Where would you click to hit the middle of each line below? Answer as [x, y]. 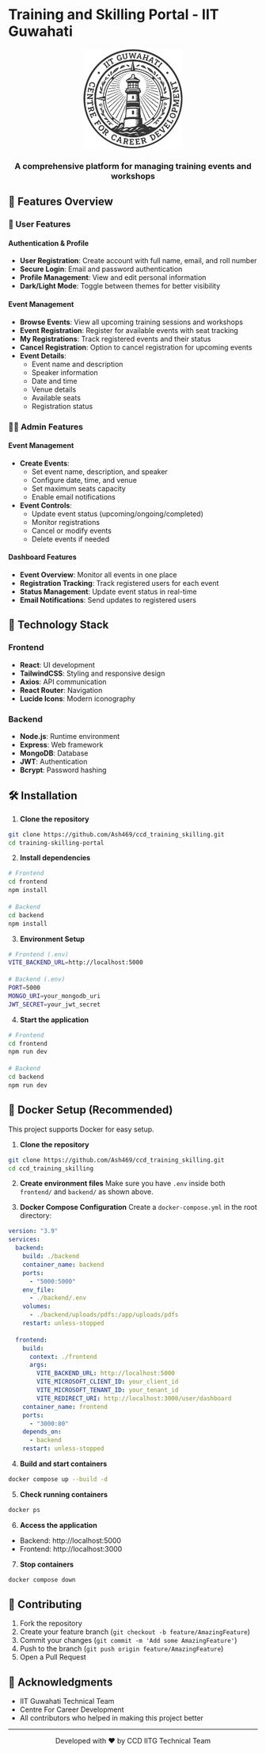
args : [38, 1365]
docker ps [25, 1510]
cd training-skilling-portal [56, 843]
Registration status [62, 406]
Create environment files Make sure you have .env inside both [122, 1184]
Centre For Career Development [72, 1709]
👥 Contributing [45, 1604]
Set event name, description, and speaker [99, 471]
